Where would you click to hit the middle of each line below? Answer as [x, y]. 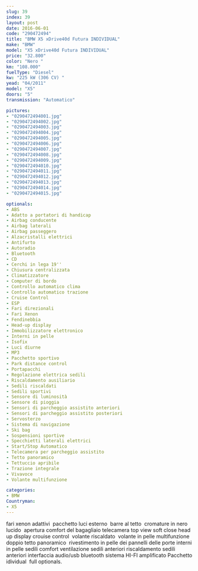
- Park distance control [37, 364]
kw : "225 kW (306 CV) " [35, 78]
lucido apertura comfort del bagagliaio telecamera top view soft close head [98, 530]
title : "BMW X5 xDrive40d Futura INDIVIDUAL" [63, 39]
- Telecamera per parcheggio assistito [55, 452]
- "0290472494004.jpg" [34, 133]
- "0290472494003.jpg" [34, 127]
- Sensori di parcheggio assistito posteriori [64, 413]
